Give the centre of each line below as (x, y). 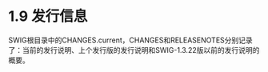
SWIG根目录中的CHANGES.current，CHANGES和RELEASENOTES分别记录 (131, 40)
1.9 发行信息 (48, 16)
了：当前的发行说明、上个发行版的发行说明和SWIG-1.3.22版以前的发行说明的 (134, 50)
